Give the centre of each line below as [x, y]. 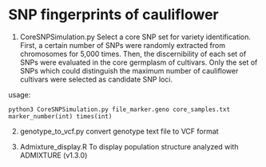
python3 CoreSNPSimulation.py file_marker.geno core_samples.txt [119, 109]
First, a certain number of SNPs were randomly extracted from [123, 45]
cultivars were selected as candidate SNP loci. [96, 79]
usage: [20, 94]
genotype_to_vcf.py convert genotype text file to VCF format [119, 131]
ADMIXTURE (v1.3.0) [54, 155]
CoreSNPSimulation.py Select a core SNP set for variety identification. [135, 37]
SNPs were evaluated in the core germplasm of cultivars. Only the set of [139, 62]
